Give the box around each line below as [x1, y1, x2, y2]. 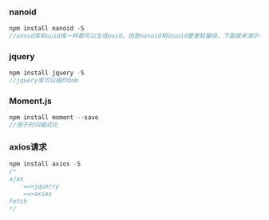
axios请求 [9, 142, 47, 153]
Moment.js [9, 95, 53, 106]
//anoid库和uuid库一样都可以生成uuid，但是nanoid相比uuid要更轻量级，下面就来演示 [9, 32, 259, 40]
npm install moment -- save [9, 114, 99, 122]
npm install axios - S [9, 160, 81, 168]
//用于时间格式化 [9, 121, 58, 130]
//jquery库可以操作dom [9, 77, 79, 85]
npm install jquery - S [9, 69, 85, 78]
